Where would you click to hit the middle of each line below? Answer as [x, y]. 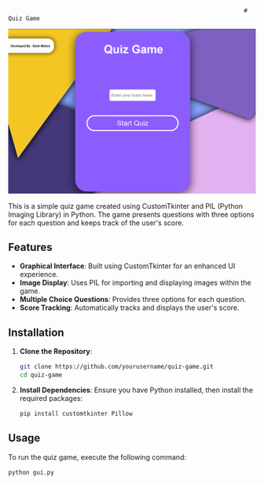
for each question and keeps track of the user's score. [96, 223]
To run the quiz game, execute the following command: [97, 457]
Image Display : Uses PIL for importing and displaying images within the [135, 283]
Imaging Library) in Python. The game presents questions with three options [131, 214]
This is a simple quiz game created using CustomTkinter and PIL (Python [126, 206]
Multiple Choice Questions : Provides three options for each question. [133, 300]
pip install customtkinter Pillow [76, 414]
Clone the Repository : [56, 351]
